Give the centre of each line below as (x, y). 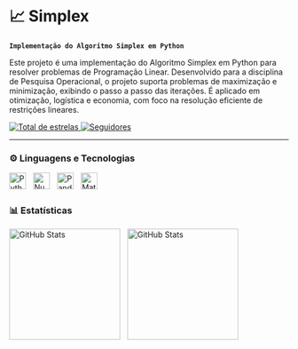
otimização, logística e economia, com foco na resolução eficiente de (136, 100)
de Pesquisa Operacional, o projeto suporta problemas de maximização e (143, 81)
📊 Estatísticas (41, 210)
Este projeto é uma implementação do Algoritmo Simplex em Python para (143, 62)
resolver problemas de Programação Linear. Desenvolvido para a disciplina (146, 72)
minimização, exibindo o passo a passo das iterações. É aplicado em (135, 91)
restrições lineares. (44, 109)
